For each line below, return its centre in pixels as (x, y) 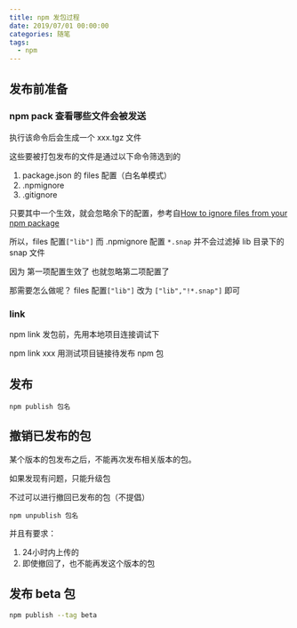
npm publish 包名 (40, 407)
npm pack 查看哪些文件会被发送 (78, 117)
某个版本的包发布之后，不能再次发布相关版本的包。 (103, 459)
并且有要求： (32, 533)
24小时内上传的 (51, 552)
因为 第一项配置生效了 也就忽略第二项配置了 (89, 271)
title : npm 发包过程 (44, 17)
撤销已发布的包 (50, 436)
